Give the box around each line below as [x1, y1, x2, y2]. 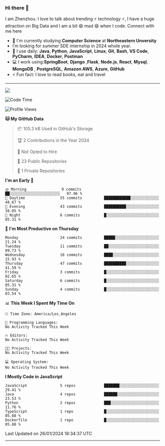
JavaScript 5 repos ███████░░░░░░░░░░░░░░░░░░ [5, 383, 160, 388]
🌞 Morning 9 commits [5, 187, 82, 192]
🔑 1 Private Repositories [17, 168, 65, 174]
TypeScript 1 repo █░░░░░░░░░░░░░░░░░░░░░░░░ [5, 409, 160, 414]
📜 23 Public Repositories [17, 159, 67, 164]
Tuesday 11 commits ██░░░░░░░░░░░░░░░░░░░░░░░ [5, 244, 160, 249]
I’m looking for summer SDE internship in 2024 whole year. [12, 43, 132, 49]
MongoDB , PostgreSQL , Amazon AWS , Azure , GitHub [12, 66, 125, 72]
